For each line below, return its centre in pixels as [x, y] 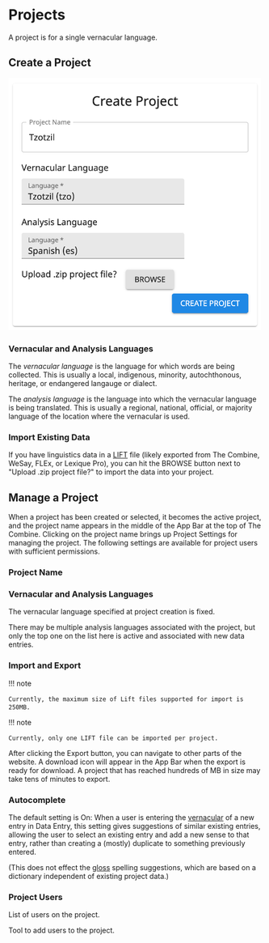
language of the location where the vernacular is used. [99, 416]
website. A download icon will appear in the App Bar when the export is [127, 762]
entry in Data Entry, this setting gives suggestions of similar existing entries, [134, 826]
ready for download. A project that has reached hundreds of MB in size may [134, 770]
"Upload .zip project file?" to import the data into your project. [111, 472]
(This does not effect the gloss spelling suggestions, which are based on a [132, 867]
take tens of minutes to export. [59, 779]
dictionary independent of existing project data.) [89, 876]
